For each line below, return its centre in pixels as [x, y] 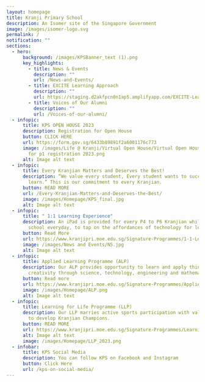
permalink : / [23, 35]
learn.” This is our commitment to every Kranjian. [95, 182]
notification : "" [28, 40]
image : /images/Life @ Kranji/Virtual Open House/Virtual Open [105, 148]
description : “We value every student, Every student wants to [105, 177]
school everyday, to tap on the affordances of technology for [110, 228]
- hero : [22, 52]
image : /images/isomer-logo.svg [47, 29]
